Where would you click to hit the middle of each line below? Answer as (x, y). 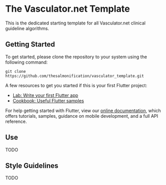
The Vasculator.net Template (68, 9)
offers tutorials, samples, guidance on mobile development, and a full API (82, 116)
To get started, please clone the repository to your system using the (76, 57)
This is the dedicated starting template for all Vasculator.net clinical (75, 23)
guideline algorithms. (27, 28)
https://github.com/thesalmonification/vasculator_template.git (75, 76)
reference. (16, 121)
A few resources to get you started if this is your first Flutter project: (76, 85)
